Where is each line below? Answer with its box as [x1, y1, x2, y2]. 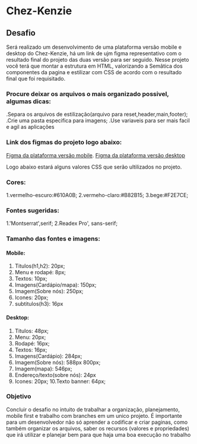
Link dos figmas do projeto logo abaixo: [6, 138, 122, 147]
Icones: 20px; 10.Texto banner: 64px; [14, 378, 106, 385]
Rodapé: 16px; [14, 340, 50, 347]
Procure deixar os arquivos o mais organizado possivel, [6, 90, 169, 98]
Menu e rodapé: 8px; [14, 269, 66, 276]
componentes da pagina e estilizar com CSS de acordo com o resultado [6, 69, 182, 75]
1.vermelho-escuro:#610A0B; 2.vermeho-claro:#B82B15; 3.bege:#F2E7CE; [6, 191, 189, 198]
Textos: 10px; [14, 275, 47, 283]
